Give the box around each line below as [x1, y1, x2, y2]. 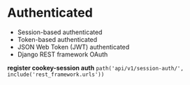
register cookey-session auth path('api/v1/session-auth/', [7, 63, 184, 72]
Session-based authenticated [17, 28, 103, 36]
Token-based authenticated [17, 35, 98, 43]
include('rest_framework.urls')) [7, 71, 105, 78]
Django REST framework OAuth [17, 50, 108, 59]
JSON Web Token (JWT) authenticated [17, 42, 130, 51]
